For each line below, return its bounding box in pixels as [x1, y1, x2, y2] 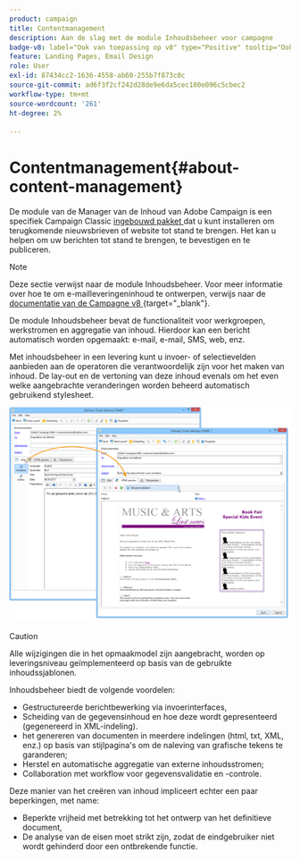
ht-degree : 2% [9, 108, 62, 118]
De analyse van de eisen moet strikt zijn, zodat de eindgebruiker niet [21, 831, 275, 842]
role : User [9, 62, 50, 71]
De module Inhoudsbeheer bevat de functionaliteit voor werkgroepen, [9, 316, 266, 326]
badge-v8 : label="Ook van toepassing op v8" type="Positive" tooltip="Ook [9, 43, 294, 52]
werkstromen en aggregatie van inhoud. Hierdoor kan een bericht [9, 325, 250, 335]
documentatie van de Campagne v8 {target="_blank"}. [9, 298, 211, 308]
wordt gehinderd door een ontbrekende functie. [21, 840, 198, 851]
